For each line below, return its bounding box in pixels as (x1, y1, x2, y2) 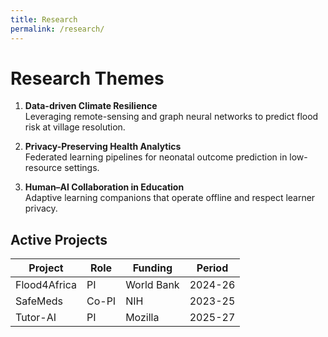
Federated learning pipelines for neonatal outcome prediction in (24, 151, 288, 163)
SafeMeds (15, 294, 64, 308)
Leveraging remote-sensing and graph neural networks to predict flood (24, 111, 319, 123)
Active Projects (10, 231, 108, 248)
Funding (132, 261, 173, 275)
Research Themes (10, 67, 165, 90)
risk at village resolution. (24, 121, 126, 133)
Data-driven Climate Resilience (24, 100, 158, 112)
